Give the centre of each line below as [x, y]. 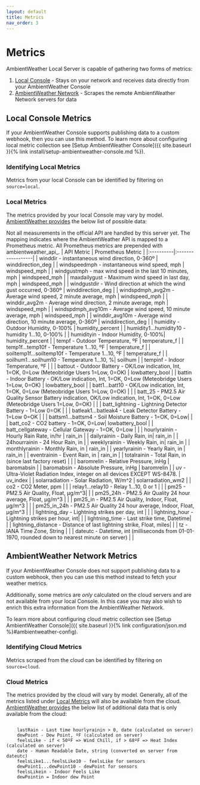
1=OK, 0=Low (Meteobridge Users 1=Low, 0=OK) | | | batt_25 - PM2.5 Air [96, 391]
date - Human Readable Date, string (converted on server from [97, 751]
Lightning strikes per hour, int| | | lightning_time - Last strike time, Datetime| [99, 518]
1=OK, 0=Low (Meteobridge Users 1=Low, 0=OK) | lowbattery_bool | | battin [99, 372]
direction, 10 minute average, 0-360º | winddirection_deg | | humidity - [93, 321]
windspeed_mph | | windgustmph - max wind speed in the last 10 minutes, [98, 271]
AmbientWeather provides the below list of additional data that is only [92, 707]
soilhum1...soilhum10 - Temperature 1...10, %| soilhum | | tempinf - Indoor [96, 359]
